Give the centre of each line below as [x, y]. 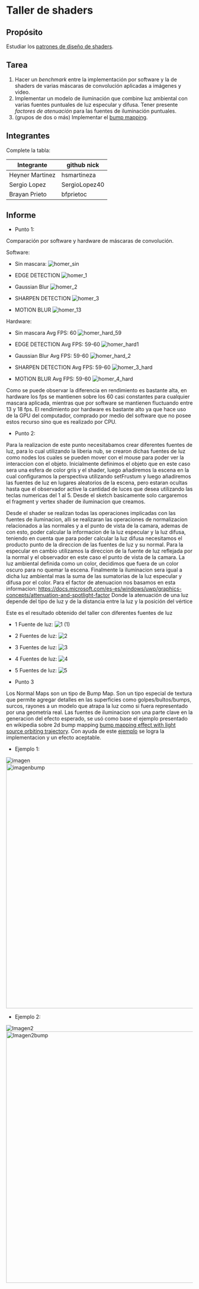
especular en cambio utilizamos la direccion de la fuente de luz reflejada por [99, 551]
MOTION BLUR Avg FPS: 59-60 [53, 379]
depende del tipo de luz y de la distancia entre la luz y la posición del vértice [99, 601]
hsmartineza [78, 174]
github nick [83, 165]
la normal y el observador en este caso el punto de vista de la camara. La [96, 557]
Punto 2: [25, 433]
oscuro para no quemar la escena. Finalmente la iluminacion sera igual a [94, 570]
